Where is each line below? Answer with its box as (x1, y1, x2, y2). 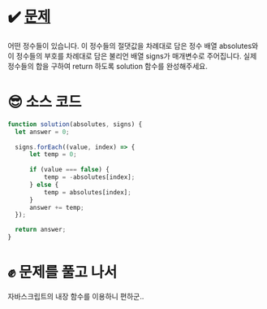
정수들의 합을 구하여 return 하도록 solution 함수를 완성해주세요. (7, 61, 208, 71)
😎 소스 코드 (7, 93, 82, 111)
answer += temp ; (28, 203, 84, 211)
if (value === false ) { (28, 166, 110, 174)
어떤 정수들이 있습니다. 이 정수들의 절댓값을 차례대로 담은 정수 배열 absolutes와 (7, 41, 259, 50)
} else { (28, 181, 59, 189)
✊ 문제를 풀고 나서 (7, 263, 118, 281)
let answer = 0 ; (15, 128, 70, 136)
